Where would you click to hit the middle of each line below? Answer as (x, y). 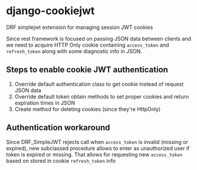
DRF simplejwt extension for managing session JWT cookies (80, 27)
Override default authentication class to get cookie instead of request (99, 84)
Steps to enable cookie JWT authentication (87, 70)
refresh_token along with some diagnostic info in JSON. (74, 51)
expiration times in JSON (45, 103)
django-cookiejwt (50, 11)
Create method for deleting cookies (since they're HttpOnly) (88, 109)
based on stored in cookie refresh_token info (61, 161)
